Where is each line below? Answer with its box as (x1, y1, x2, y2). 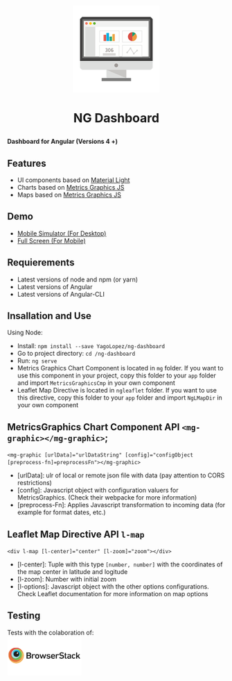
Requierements (7, 256, 75, 269)
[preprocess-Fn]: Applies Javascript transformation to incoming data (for (17, 501, 226, 509)
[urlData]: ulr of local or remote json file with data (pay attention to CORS (17, 471, 225, 479)
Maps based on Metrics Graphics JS (17, 190, 122, 199)
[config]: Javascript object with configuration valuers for (17, 486, 179, 495)
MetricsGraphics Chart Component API (7, 421, 180, 433)
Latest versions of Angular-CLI (17, 290, 105, 298)
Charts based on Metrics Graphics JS (17, 183, 125, 191)
